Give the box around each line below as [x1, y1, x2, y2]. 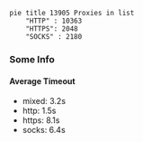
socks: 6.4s [22, 125, 66, 136]
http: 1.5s [22, 105, 57, 117]
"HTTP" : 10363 [25, 16, 83, 25]
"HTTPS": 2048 [25, 24, 78, 33]
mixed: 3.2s [22, 96, 66, 107]
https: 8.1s [22, 115, 60, 126]
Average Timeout [9, 75, 76, 86]
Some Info [9, 52, 56, 65]
